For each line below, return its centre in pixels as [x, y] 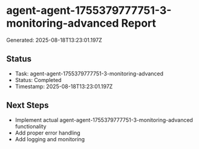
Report [139, 23]
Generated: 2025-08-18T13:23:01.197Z [54, 40]
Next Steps [28, 105]
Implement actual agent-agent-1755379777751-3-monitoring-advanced [104, 120]
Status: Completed [38, 80]
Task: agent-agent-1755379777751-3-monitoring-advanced [89, 74]
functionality [31, 126]
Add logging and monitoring [50, 139]
